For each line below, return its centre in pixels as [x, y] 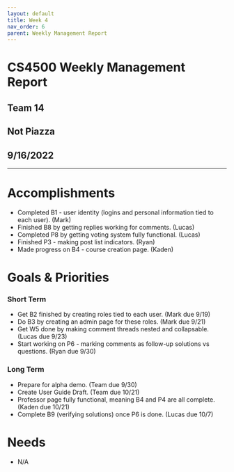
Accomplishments [61, 193]
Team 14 [26, 108]
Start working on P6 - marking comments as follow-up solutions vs [114, 344]
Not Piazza [31, 132]
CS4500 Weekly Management [96, 68]
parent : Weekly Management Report [57, 33]
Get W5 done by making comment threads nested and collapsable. [113, 329]
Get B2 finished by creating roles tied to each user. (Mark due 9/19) [114, 315]
